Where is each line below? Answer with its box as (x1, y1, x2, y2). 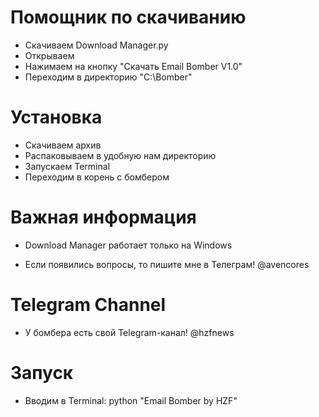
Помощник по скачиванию (10, 6, 247, 29)
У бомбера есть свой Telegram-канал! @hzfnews (24, 326, 235, 338)
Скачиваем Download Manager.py (24, 39, 169, 51)
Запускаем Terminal (24, 160, 111, 172)
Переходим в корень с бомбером (24, 171, 170, 183)
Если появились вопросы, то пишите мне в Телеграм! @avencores (24, 258, 310, 270)
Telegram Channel (10, 294, 167, 316)
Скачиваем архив (24, 139, 102, 151)
